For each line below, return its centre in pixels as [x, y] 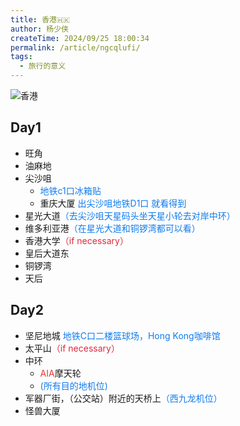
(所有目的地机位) [73, 385]
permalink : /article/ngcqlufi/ [75, 47]
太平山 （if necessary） [72, 348]
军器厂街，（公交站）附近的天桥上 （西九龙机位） [123, 398]
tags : [21, 57]
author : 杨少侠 [39, 29]
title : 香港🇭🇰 [40, 19]
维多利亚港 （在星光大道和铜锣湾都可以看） [112, 228]
